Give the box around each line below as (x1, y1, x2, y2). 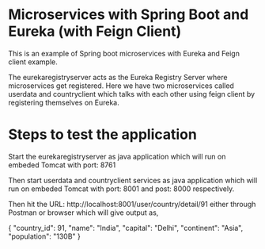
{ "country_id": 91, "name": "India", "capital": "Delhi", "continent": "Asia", (8, 223, 244, 232)
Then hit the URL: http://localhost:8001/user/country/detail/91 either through (8, 199, 256, 209)
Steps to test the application (8, 125, 198, 144)
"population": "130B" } (8, 232, 81, 241)
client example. (8, 57, 58, 67)
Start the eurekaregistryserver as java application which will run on (8, 151, 226, 161)
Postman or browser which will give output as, (8, 208, 159, 217)
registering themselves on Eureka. (8, 98, 120, 107)
